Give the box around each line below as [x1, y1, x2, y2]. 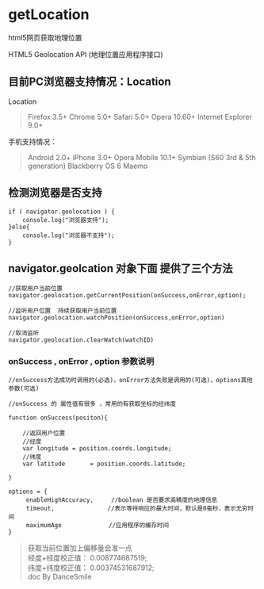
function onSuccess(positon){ [8, 414, 109, 422]
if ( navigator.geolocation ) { [8, 208, 115, 216]
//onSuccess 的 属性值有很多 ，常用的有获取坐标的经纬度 [8, 400, 177, 407]
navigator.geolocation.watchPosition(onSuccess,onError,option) [8, 314, 225, 322]
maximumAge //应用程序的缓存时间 [25, 521, 169, 529]
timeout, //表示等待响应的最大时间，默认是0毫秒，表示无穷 [25, 504, 248, 512]
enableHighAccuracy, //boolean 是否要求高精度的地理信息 [25, 495, 218, 504]
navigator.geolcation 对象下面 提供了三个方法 [8, 262, 233, 275]
